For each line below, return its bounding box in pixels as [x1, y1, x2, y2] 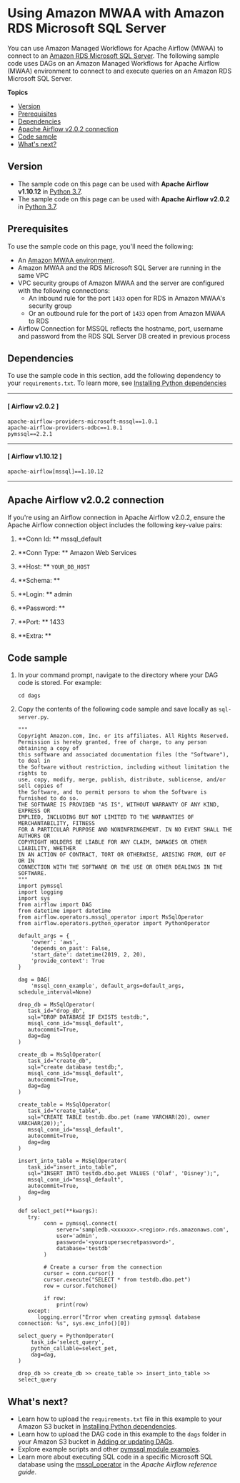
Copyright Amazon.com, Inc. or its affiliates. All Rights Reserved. [17, 732, 230, 740]
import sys [17, 895, 51, 902]
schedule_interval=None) [17, 989, 92, 996]
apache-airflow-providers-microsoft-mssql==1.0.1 [7, 418, 159, 425]
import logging [17, 889, 64, 896]
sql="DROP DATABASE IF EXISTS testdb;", [27, 1014, 150, 1021]
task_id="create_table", [27, 1107, 101, 1115]
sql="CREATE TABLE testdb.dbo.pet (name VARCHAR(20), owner [27, 1114, 211, 1121]
